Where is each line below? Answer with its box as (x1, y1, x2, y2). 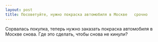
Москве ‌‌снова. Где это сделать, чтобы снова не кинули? (5, 31, 128, 37)
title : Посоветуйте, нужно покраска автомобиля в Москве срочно (5, 12, 148, 17)
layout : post (5, 7, 33, 12)
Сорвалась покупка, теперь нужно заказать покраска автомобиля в (5, 25, 153, 31)
